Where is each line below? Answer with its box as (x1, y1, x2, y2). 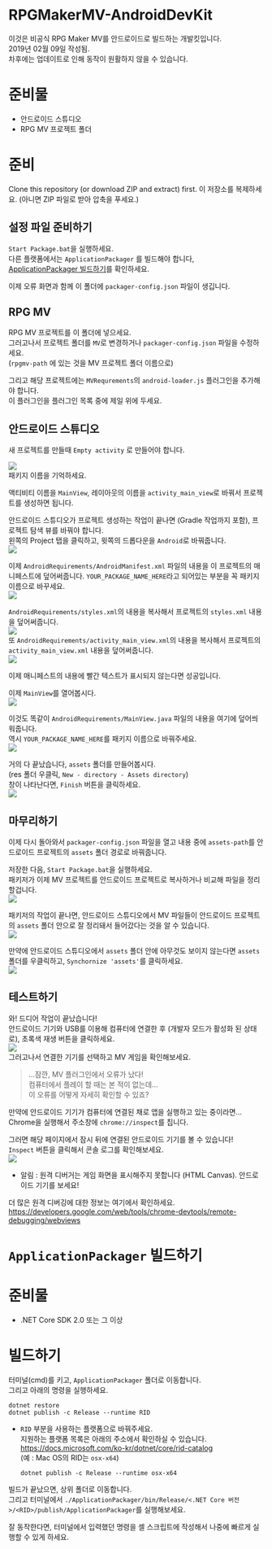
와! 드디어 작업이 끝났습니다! (8, 1013, 97, 1023)
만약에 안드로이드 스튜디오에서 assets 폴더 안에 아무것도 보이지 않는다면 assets (8, 946, 260, 956)
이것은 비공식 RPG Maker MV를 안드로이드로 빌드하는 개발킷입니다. (8, 33, 222, 43)
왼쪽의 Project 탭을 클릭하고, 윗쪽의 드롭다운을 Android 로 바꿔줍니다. (8, 535, 227, 546)
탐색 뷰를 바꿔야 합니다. (29, 526, 104, 535)
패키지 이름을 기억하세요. (8, 470, 87, 481)
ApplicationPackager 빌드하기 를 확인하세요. (8, 264, 150, 273)
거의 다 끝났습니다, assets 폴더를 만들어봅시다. (8, 759, 156, 770)
